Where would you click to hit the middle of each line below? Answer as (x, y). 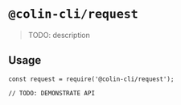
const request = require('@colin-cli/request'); (91, 79)
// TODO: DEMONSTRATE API (51, 93)
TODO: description (59, 35)
